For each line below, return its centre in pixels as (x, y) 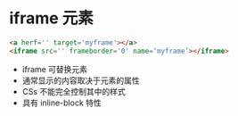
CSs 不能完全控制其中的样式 (74, 91)
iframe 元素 (51, 18)
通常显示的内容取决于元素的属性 (81, 80)
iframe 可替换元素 (54, 69)
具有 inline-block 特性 (62, 103)
